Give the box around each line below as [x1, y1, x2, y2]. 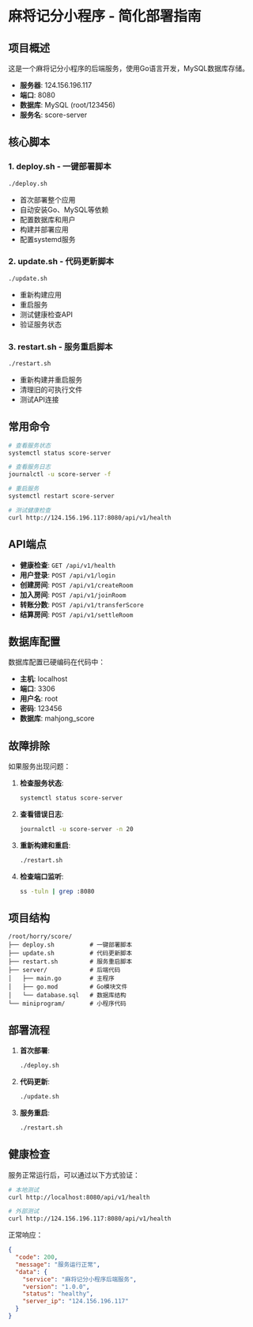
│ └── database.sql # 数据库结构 [8, 992, 126, 1000]
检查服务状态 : [19, 778, 64, 788]
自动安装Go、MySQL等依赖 [19, 205, 109, 214]
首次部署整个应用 [19, 195, 76, 204]
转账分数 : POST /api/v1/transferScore [19, 599, 144, 609]
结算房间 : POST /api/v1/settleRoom [19, 610, 134, 619]
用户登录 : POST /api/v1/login [19, 570, 116, 580]
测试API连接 [19, 395, 59, 404]
